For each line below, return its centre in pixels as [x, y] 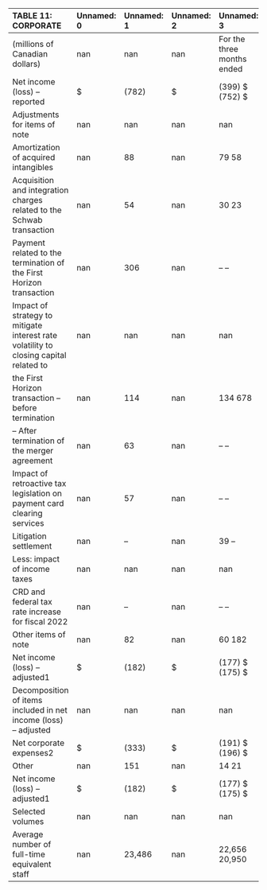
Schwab [27, 220]
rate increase [37, 612]
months [233, 59]
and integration [41, 190]
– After [25, 431]
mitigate [27, 325]
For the [232, 39]
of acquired [34, 157]
